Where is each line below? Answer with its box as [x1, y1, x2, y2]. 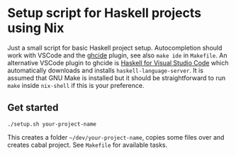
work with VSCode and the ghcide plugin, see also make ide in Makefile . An [7, 51, 227, 60]
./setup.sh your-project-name [7, 121, 97, 128]
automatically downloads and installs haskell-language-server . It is [7, 66, 204, 74]
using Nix [7, 20, 64, 36]
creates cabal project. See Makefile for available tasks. [7, 140, 168, 149]
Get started [7, 101, 59, 114]
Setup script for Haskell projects [7, 5, 202, 21]
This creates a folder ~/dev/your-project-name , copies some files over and [7, 133, 225, 141]
